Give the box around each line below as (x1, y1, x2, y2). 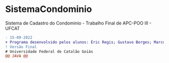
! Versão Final (5, 44, 37, 49)
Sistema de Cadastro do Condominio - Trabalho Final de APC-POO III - (5, 20, 152, 26)
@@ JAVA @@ (5, 53, 28, 58)
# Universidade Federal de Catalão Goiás (5, 49, 94, 54)
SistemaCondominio (5, 3, 92, 15)
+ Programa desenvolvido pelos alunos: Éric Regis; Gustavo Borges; (5, 39, 152, 44)
